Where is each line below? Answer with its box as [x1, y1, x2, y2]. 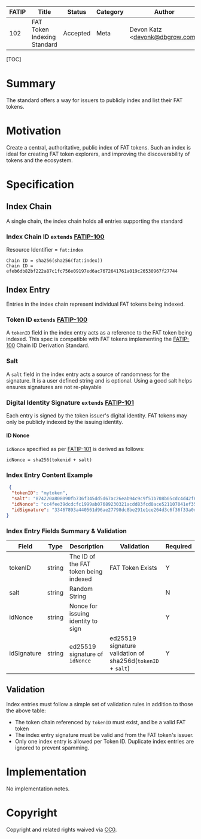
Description [69, 542, 103, 550]
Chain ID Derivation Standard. [16, 342, 90, 349]
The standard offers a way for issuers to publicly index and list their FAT [6, 96, 183, 104]
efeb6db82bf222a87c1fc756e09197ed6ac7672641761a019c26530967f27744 [6, 268, 178, 274]
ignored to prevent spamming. [14, 744, 90, 751]
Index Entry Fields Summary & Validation [6, 527, 127, 535]
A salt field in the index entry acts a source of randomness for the [6, 371, 170, 378]
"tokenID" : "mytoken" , [11, 490, 68, 496]
